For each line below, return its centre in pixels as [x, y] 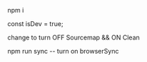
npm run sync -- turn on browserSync [63, 51]
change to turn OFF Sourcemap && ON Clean [74, 37]
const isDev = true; [35, 24]
